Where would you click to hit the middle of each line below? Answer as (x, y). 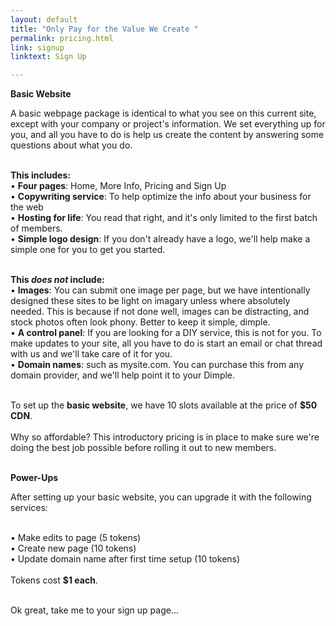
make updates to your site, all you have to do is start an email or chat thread (166, 343)
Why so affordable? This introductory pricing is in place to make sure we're (165, 437)
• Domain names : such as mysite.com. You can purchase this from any (157, 365)
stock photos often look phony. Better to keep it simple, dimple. (140, 322)
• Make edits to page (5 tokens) (76, 538)
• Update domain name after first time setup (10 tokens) (125, 559)
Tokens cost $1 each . (54, 580)
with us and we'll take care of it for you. (91, 354)
